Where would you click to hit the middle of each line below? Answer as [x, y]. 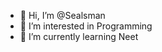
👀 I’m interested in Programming [86, 26]
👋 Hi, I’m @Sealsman [62, 15]
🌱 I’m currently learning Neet [79, 36]
